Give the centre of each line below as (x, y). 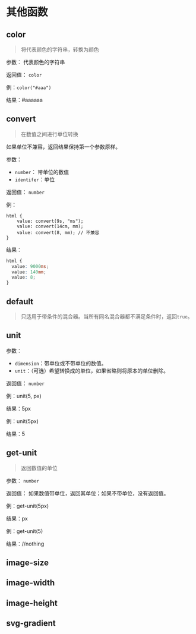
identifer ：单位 (35, 179)
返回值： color (24, 75)
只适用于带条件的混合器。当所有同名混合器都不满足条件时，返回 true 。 (107, 316)
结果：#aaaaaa (25, 100)
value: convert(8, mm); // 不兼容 (58, 232)
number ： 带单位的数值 (42, 172)
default (20, 302)
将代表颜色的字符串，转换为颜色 (60, 49)
